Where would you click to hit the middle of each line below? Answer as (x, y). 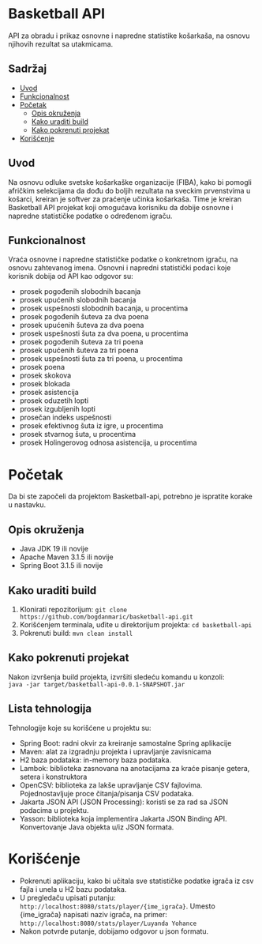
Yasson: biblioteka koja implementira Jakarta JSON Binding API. (123, 818)
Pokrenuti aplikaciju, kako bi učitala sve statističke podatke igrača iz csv (137, 881)
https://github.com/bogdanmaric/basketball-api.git (106, 617)
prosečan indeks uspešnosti (65, 417)
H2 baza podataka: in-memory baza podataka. (95, 760)
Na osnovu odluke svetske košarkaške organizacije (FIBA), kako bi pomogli (130, 182)
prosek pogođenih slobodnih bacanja (80, 291)
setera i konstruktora (53, 777)
